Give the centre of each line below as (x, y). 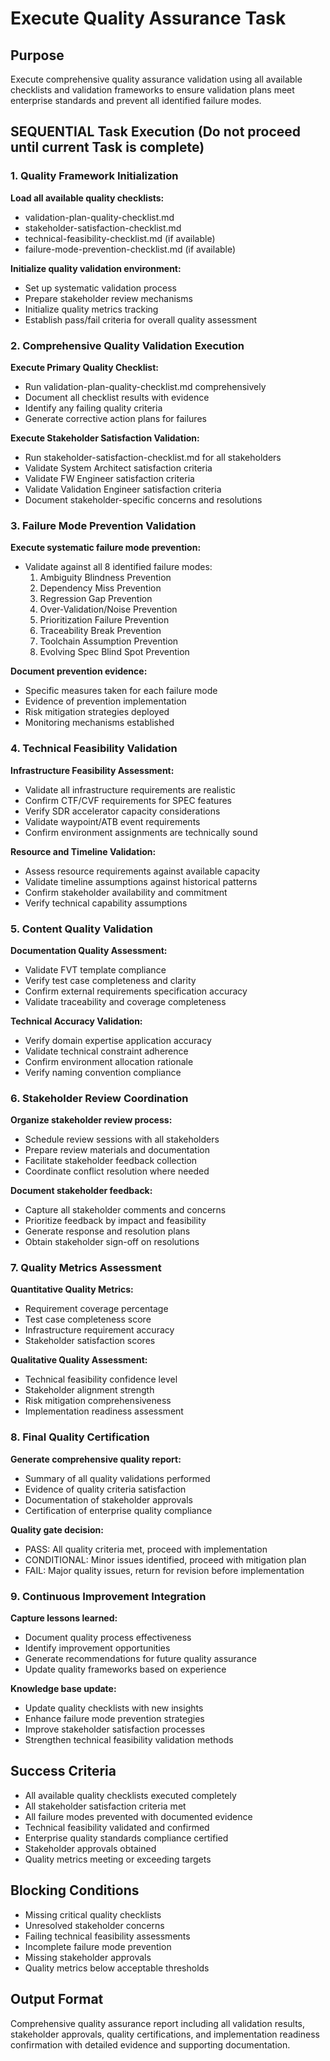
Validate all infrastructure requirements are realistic (130, 789)
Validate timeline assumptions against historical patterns (141, 881)
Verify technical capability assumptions (106, 903)
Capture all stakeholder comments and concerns (125, 1210)
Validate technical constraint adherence (106, 1051)
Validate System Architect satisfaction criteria (118, 468)
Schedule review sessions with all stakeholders (122, 1139)
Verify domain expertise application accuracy (118, 1040)
